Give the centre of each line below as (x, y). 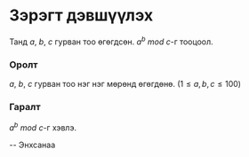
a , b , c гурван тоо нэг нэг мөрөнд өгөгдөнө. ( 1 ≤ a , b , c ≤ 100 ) (125, 83)
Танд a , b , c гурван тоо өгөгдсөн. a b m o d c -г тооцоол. (111, 41)
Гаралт (25, 106)
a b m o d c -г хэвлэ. (43, 127)
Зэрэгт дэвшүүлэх (81, 16)
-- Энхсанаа (32, 145)
